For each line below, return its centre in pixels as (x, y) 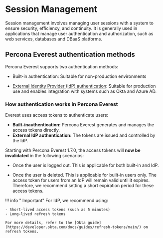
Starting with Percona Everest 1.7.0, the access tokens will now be (73, 150)
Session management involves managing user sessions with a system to (79, 23)
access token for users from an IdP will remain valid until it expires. (81, 180)
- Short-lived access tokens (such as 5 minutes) (58, 210)
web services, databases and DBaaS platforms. (54, 39)
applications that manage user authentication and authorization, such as (79, 33)
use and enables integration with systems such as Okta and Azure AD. (84, 91)
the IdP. (20, 141)
